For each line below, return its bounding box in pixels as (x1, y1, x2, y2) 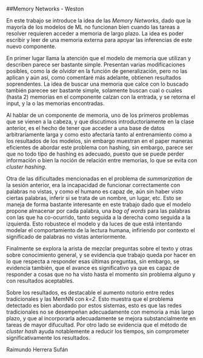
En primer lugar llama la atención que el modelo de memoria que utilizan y (6, 55, 191, 61)
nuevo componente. (6, 43, 56, 50)
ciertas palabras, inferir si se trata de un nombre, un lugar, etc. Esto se (6, 194, 182, 201)
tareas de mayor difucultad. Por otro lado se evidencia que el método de (6, 322, 187, 328)
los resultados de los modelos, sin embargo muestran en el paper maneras (6, 137, 193, 145)
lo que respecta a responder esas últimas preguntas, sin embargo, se (6, 258, 180, 265)
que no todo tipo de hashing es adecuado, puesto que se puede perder (6, 150, 185, 157)
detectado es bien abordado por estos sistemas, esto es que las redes (6, 302, 182, 309)
